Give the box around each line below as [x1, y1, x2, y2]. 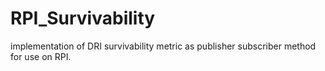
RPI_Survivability [10, 7, 156, 30]
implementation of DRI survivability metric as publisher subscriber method [10, 40, 317, 52]
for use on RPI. [10, 50, 72, 62]
